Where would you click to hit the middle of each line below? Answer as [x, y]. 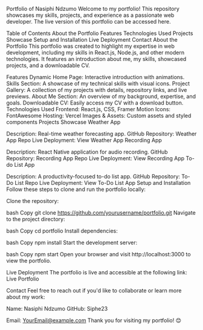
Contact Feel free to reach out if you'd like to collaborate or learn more [94, 290]
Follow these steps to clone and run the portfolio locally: [76, 189]
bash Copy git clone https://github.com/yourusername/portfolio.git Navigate [101, 213]
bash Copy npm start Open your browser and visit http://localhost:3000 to [99, 254]
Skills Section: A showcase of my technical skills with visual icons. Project [98, 83]
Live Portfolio [23, 279]
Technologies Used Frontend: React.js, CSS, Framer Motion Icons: [89, 109]
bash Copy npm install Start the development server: [72, 242]
